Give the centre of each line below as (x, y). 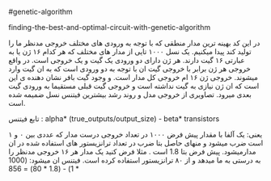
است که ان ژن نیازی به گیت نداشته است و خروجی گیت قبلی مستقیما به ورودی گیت (134, 86)
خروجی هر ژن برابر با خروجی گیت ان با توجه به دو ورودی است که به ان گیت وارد (129, 69)
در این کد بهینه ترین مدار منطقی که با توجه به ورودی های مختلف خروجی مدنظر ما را (134, 43)
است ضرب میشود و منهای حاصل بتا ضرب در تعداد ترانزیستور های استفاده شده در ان (136, 143)
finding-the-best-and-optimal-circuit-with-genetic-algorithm (110, 27)
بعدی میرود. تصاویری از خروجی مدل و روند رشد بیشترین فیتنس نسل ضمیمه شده (130, 95)
